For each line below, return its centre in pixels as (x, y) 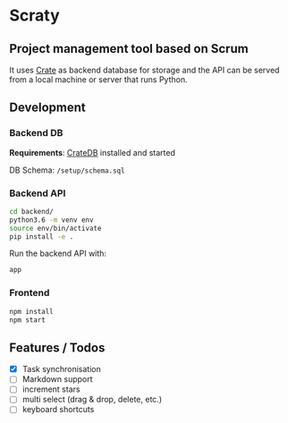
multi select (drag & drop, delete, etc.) (92, 400)
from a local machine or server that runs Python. (98, 80)
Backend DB (36, 133)
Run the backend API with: (58, 254)
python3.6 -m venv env (51, 220)
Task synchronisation (61, 369)
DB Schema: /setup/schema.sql (67, 170)
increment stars (51, 389)
